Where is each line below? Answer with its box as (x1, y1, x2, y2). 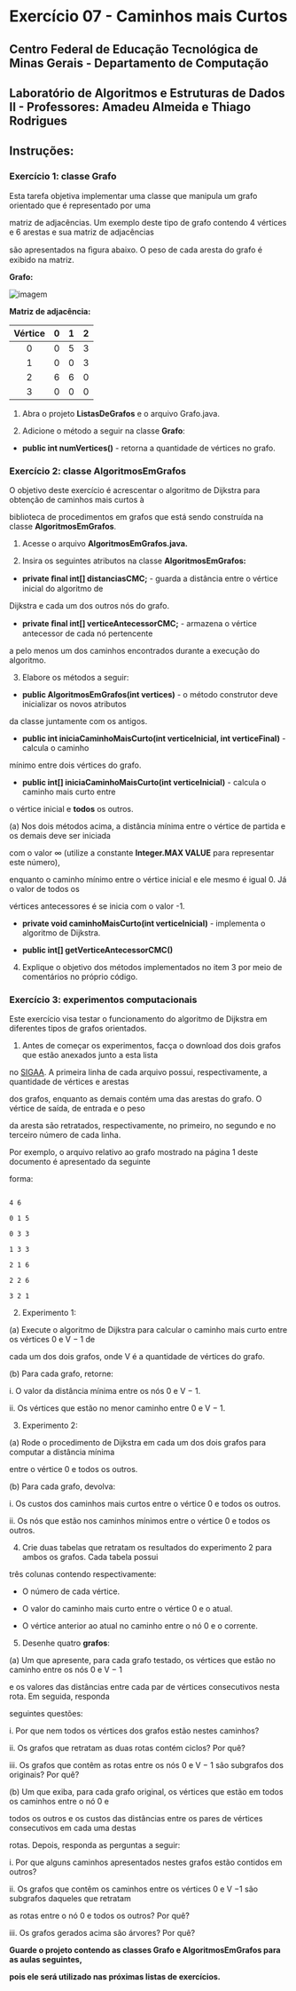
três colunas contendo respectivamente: (9, 1569, 157, 1580)
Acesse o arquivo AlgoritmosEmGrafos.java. (21, 538, 189, 548)
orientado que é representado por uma (9, 200, 151, 211)
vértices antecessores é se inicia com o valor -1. (9, 900, 185, 912)
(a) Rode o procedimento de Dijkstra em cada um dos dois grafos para (9, 1438, 267, 1448)
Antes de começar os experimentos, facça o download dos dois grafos (21, 1040, 282, 1051)
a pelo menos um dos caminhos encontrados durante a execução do (9, 645, 260, 656)
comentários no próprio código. (21, 971, 138, 982)
